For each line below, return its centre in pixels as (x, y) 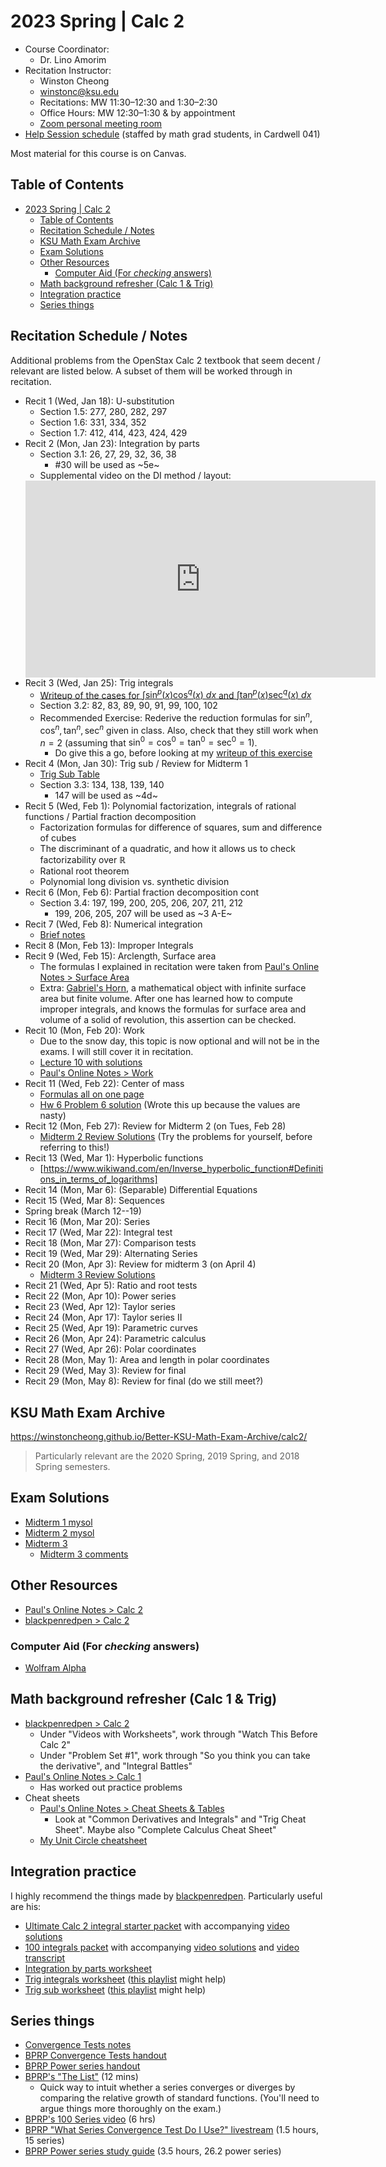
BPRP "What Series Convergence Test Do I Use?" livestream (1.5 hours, (171, 2130)
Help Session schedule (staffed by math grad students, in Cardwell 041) (172, 134)
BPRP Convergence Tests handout (95, 2056)
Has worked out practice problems (111, 1787)
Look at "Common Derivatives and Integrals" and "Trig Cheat (180, 1819)
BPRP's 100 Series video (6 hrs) (90, 2119)
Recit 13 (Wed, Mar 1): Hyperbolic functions (114, 1158)
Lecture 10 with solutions (91, 1062)
